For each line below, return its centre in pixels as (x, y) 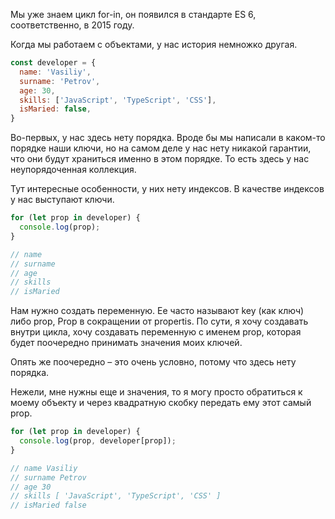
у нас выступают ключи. (62, 200)
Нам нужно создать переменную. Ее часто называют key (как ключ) (157, 311)
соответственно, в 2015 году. (72, 25)
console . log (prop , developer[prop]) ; (98, 441)
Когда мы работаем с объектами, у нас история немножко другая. (154, 44)
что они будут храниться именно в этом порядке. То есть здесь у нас (160, 159)
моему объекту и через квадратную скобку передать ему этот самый (161, 403)
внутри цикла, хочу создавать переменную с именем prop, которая (156, 332)
